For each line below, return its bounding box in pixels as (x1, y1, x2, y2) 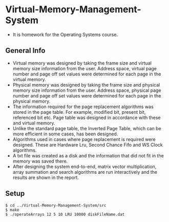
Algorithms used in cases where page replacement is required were (12, 136, 156, 142)
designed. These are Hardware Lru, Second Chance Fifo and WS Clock (12, 142, 163, 148)
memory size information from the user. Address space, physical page (12, 87, 161, 93)
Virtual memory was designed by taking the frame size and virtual (12, 60, 152, 66)
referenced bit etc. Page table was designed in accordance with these (12, 114, 161, 120)
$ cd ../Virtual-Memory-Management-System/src (5, 203, 107, 208)
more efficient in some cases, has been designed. (12, 131, 118, 137)
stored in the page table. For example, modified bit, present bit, (12, 109, 146, 115)
